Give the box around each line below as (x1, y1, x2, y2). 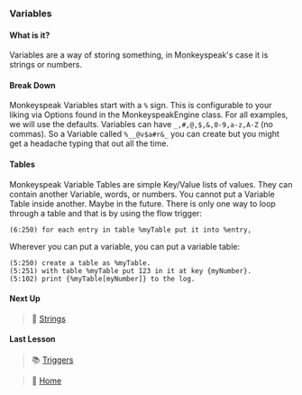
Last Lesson (9, 334, 56, 344)
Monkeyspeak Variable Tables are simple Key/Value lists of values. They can (9, 179, 293, 189)
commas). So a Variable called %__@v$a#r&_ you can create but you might (9, 129, 279, 140)
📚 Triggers (31, 354, 74, 365)
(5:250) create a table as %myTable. (9, 258, 151, 268)
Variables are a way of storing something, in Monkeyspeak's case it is (9, 50, 269, 60)
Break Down (9, 79, 56, 90)
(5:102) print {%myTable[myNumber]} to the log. (9, 274, 196, 283)
